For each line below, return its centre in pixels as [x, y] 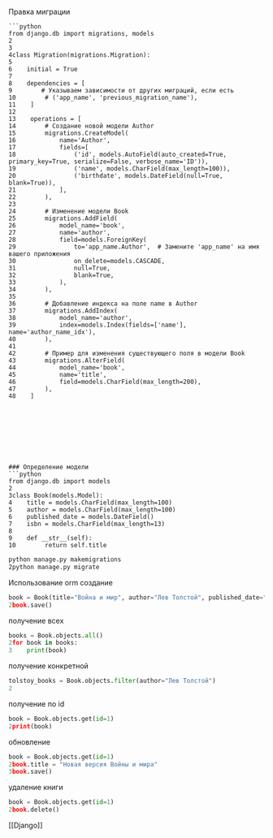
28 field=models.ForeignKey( [78, 240]
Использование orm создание [61, 582]
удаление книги [36, 788]
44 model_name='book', [67, 368]
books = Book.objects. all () [56, 635]
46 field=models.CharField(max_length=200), [105, 382]
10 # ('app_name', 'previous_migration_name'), [103, 97]
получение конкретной [49, 666]
